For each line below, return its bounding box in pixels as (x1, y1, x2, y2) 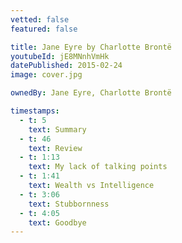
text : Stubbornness (28, 199, 110, 209)
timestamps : (10, 106, 60, 116)
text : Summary (28, 124, 87, 135)
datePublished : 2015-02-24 (10, 61, 123, 71)
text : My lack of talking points (28, 162, 168, 172)
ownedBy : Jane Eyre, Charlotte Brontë (10, 88, 172, 98)
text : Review (28, 143, 83, 153)
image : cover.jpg (10, 70, 83, 80)
